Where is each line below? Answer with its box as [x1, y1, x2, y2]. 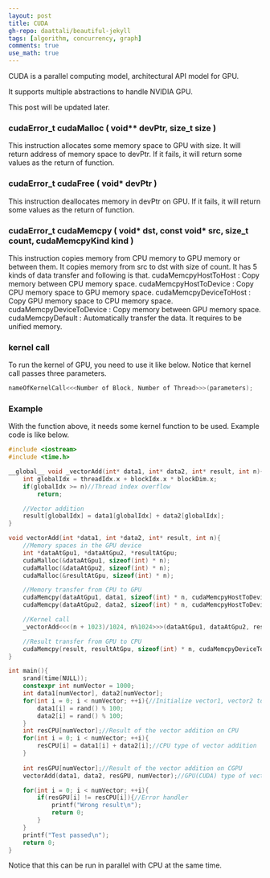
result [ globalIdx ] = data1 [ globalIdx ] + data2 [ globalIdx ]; [22, 512, 225, 520]
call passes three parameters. [8, 369, 107, 378]
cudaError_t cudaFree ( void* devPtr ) [8, 178, 157, 189]
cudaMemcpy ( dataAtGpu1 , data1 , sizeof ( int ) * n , [22, 593, 189, 602]
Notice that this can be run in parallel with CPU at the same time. [8, 860, 223, 870]
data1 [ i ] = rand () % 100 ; [37, 704, 125, 712]
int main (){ [8, 667, 48, 675]
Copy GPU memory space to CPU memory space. [8, 295, 174, 306]
